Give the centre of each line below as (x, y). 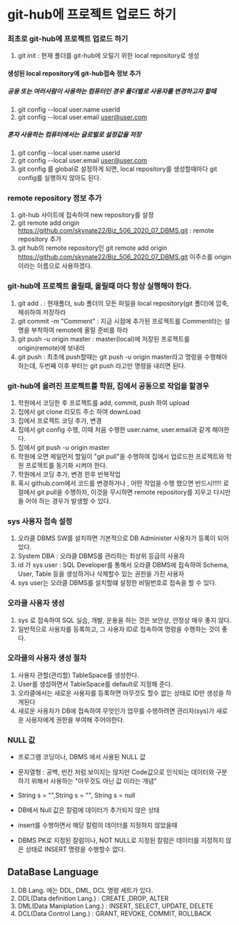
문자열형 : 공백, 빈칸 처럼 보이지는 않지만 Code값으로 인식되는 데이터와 (116, 772)
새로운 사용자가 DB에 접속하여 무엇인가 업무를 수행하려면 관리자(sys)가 (116, 711)
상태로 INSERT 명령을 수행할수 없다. (76, 849)
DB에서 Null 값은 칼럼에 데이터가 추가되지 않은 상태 (88, 810)
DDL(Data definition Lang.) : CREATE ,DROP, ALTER (93, 898)
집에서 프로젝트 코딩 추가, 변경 (60, 420)
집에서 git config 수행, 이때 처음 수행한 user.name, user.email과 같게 (114, 429)
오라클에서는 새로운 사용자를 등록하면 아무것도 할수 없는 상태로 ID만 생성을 (121, 693)
